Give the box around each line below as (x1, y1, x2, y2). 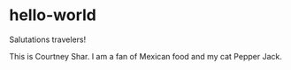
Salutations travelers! (9, 34, 87, 45)
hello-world (9, 5, 97, 25)
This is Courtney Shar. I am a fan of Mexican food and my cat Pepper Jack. (9, 51, 283, 61)
